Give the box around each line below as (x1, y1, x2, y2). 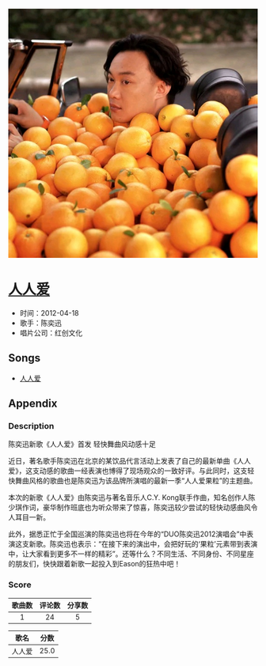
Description (8, 421, 55, 432)
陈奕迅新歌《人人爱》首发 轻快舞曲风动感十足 (8, 440, 156, 449)
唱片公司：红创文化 (19, 327, 83, 337)
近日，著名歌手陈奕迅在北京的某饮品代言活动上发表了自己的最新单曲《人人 (8, 456, 251, 466)
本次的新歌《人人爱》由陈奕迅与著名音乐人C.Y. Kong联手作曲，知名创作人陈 (8, 493, 256, 502)
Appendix (8, 397, 58, 411)
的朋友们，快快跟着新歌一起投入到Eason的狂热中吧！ (8, 559, 181, 569)
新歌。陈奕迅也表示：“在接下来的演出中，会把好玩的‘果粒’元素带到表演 (28, 539, 258, 549)
